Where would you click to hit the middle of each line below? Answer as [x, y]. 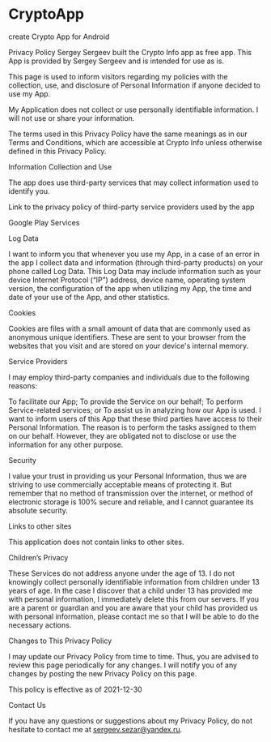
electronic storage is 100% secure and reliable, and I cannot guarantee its [131, 502]
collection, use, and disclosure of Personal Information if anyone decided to [134, 85]
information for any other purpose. [66, 444]
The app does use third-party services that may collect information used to [133, 182]
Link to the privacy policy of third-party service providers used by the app [131, 207]
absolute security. [38, 510]
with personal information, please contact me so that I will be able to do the [134, 616]
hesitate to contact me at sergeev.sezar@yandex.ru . [95, 729]
